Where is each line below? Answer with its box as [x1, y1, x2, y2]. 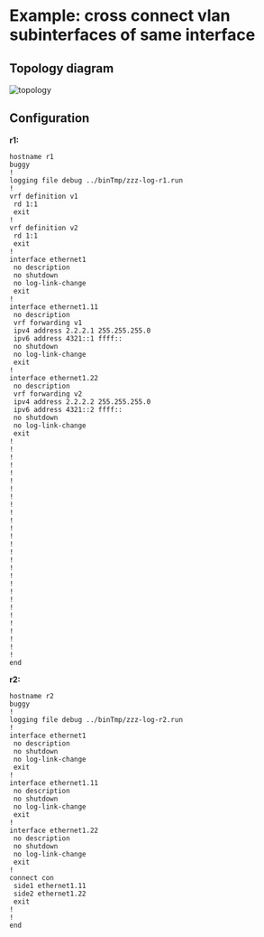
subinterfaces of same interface [9, 24, 256, 45]
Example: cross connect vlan [9, 5, 231, 26]
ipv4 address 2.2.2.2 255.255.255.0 [13, 397, 151, 407]
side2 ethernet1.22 [13, 889, 87, 898]
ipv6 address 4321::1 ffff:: [13, 333, 123, 343]
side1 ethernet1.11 [13, 881, 87, 890]
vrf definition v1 [9, 192, 78, 201]
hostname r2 [9, 691, 54, 700]
